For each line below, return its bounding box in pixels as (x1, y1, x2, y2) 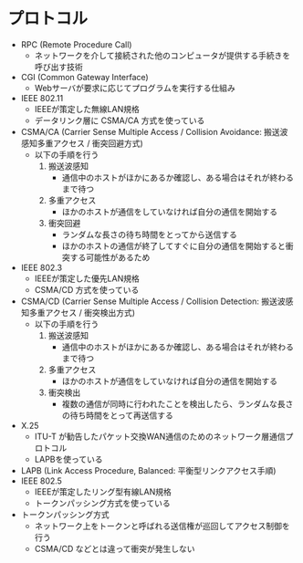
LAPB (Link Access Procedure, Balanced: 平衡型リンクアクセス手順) (20, 464, 277, 475)
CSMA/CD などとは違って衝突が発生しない (34, 543, 195, 554)
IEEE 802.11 (20, 92, 64, 103)
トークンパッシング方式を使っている (34, 497, 171, 508)
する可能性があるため (69, 252, 151, 263)
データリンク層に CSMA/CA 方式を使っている (34, 115, 205, 126)
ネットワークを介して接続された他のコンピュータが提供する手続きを (34, 49, 291, 60)
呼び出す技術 (34, 61, 83, 72)
